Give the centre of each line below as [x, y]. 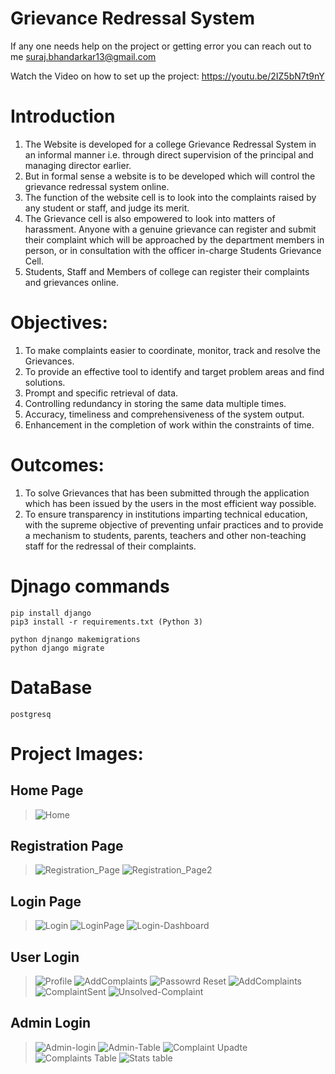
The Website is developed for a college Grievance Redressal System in [170, 144]
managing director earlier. [78, 165]
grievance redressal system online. [97, 186]
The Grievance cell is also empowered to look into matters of [150, 218]
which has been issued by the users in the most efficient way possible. [170, 503]
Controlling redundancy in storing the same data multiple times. [155, 403]
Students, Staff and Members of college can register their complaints [167, 271]
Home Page [47, 790]
